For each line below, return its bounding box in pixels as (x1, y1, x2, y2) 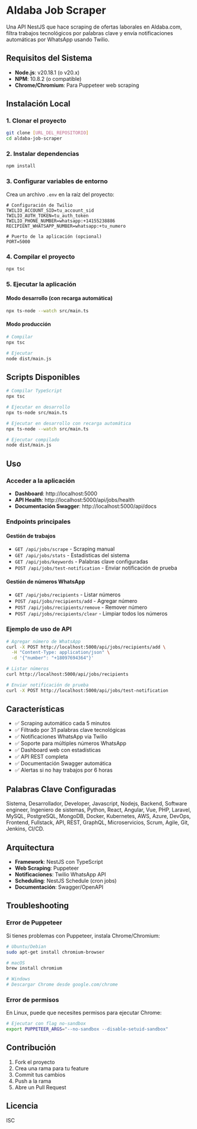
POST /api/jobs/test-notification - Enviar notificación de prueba (14, 564, 177, 571)
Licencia (6, 1101, 39, 1111)
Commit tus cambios (14, 1071, 66, 1078)
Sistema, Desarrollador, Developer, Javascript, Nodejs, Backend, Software (6, 800, 188, 807)
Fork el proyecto (14, 1058, 55, 1065)
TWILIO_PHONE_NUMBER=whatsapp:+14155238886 (6, 218, 116, 224)
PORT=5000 (6, 238, 31, 244)
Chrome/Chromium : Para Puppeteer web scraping (14, 81, 139, 89)
